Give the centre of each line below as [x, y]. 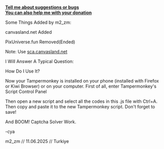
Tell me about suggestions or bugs [42, 7]
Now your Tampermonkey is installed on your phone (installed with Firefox [82, 81]
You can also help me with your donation [49, 13]
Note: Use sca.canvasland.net [36, 52]
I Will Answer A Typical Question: [39, 61]
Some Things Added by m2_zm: [38, 22]
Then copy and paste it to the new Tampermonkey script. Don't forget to [80, 107]
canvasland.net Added [28, 32]
